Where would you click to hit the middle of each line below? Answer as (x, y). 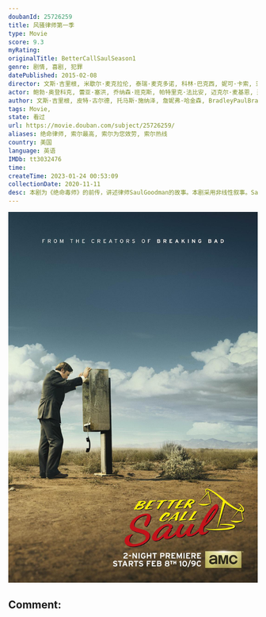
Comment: (35, 605)
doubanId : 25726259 (40, 17)
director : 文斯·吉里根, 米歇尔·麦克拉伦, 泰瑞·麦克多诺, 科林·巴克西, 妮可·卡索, (130, 83)
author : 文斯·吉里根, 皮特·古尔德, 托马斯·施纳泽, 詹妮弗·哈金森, (107, 100)
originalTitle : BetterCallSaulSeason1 (72, 59)
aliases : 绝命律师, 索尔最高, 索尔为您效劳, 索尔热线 (88, 134)
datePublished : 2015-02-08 (53, 75)
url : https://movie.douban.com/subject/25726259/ (92, 126)
